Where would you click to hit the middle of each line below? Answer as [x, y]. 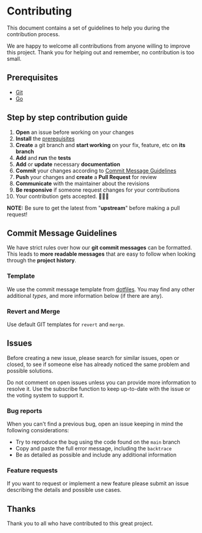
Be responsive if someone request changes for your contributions [97, 190]
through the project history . [42, 260]
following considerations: [38, 430]
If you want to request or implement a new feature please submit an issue [98, 484]
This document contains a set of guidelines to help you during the [88, 28]
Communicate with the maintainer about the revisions [82, 183]
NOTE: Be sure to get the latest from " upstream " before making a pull [93, 208]
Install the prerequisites [45, 138]
